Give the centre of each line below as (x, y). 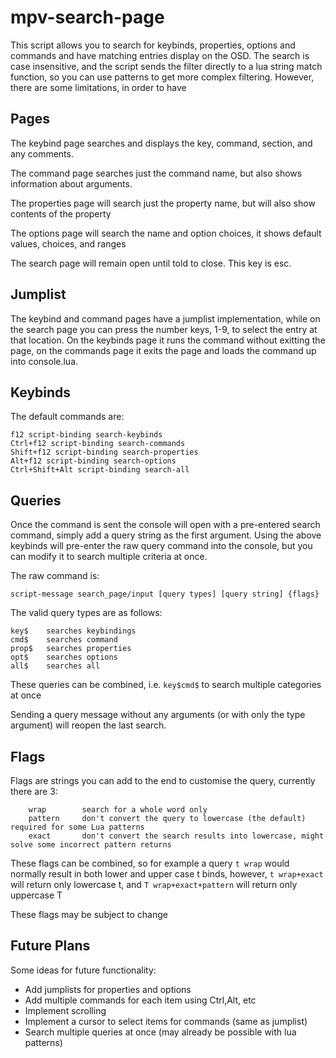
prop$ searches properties (71, 649)
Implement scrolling (65, 1010)
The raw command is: (55, 576)
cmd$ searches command (64, 640)
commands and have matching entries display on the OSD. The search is (160, 55)
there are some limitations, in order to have (98, 87)
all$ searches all (55, 666)
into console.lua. (44, 361)
